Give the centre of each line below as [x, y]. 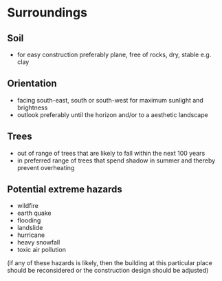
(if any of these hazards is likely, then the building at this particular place [110, 263]
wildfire [28, 206]
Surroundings [47, 13]
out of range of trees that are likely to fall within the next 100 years [111, 153]
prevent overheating [46, 167]
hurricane [31, 235]
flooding [29, 220]
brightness [32, 107]
